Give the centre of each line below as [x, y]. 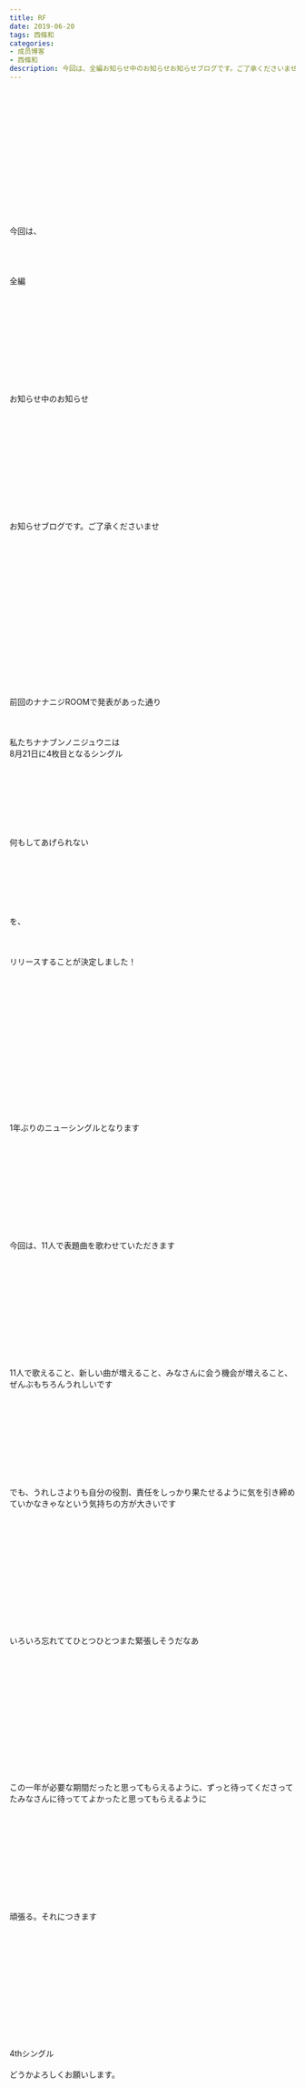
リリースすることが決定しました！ [73, 962]
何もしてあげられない [49, 842]
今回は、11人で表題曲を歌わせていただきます [92, 1245]
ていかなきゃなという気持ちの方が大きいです [93, 1503]
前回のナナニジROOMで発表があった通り [85, 701]
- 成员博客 [27, 52]
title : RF [28, 18]
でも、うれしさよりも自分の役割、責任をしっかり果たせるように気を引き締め [152, 1492]
